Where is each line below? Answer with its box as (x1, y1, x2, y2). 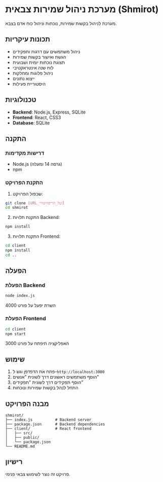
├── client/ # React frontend (5, 426, 92, 431)
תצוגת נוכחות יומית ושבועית (12, 59, 65, 65)
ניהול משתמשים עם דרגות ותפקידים (12, 48, 80, 54)
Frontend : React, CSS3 (12, 114, 61, 120)
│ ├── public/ (5, 435, 39, 440)
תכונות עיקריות (5, 35, 51, 44)
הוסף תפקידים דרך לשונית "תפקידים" (12, 379, 84, 386)
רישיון (5, 458, 23, 466)
